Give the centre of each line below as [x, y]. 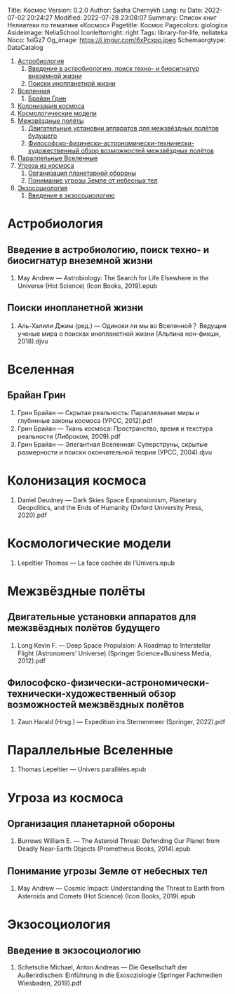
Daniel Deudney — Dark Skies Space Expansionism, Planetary [107, 500]
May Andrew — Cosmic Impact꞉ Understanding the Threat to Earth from [121, 889]
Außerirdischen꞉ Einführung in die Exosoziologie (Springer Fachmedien [120, 975]
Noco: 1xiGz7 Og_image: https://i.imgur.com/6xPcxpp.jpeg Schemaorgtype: [116, 40]
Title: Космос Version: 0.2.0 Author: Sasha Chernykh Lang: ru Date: [105, 10]
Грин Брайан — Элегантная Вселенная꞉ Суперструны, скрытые [113, 444]
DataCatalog [25, 47]
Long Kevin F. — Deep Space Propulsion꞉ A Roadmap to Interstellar [114, 645]
